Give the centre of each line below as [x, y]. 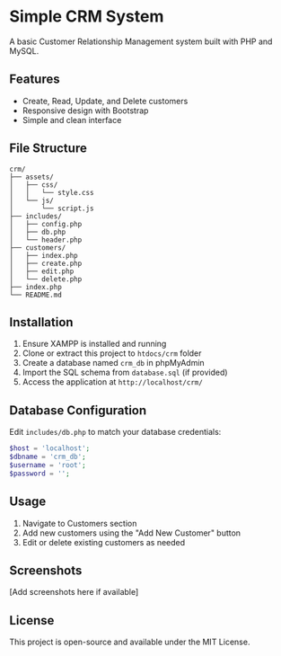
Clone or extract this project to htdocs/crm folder [112, 353]
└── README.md [36, 295]
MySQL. [24, 50]
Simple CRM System [87, 17]
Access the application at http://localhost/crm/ [113, 382]
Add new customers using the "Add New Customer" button [131, 533]
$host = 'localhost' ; [50, 448]
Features [35, 80]
